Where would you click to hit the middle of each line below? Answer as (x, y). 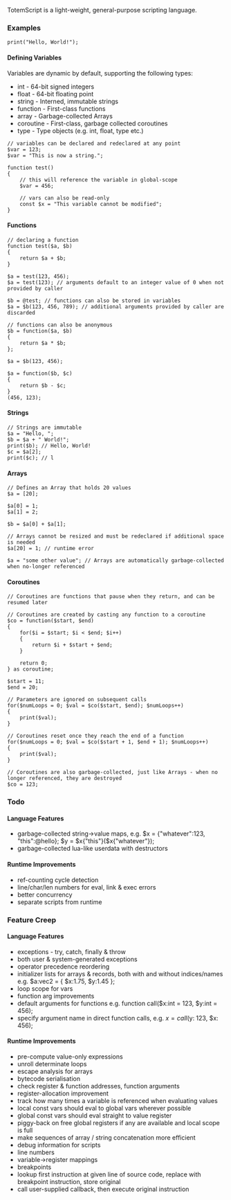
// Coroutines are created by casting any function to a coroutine (107, 615)
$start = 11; (26, 682)
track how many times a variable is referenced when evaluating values (117, 1100)
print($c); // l (30, 458)
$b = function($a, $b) (40, 331)
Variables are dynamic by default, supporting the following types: (100, 73)
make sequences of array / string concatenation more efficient (106, 1137)
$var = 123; (24, 149)
